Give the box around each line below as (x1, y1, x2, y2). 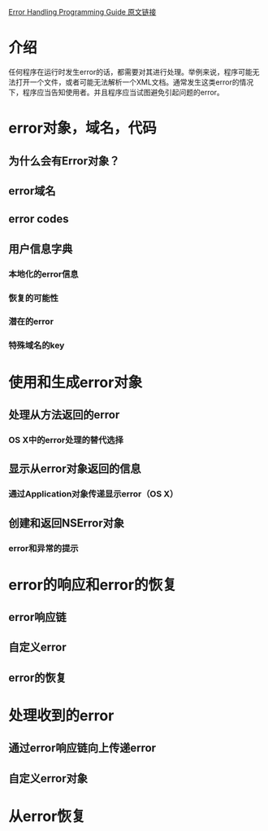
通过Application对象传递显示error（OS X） (8, 488, 179, 500)
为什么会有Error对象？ (8, 154, 120, 168)
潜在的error (8, 316, 54, 327)
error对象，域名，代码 (8, 119, 157, 138)
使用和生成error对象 (8, 373, 143, 391)
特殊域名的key (8, 340, 65, 352)
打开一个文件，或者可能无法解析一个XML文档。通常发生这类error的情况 (15, 77, 254, 87)
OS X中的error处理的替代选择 (8, 434, 123, 445)
